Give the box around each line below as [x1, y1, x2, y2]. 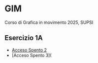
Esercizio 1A [4, 34, 43, 42]
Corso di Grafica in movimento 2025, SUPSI [4, 19, 94, 25]
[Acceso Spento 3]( [11, 52, 52, 58]
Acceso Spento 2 [11, 47, 47, 53]
